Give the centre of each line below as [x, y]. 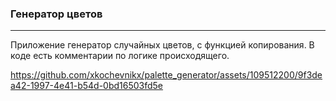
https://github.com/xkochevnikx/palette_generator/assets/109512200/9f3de [166, 75]
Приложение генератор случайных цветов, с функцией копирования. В [162, 45]
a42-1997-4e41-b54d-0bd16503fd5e [87, 86]
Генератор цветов [56, 14]
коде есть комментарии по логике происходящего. [120, 56]
